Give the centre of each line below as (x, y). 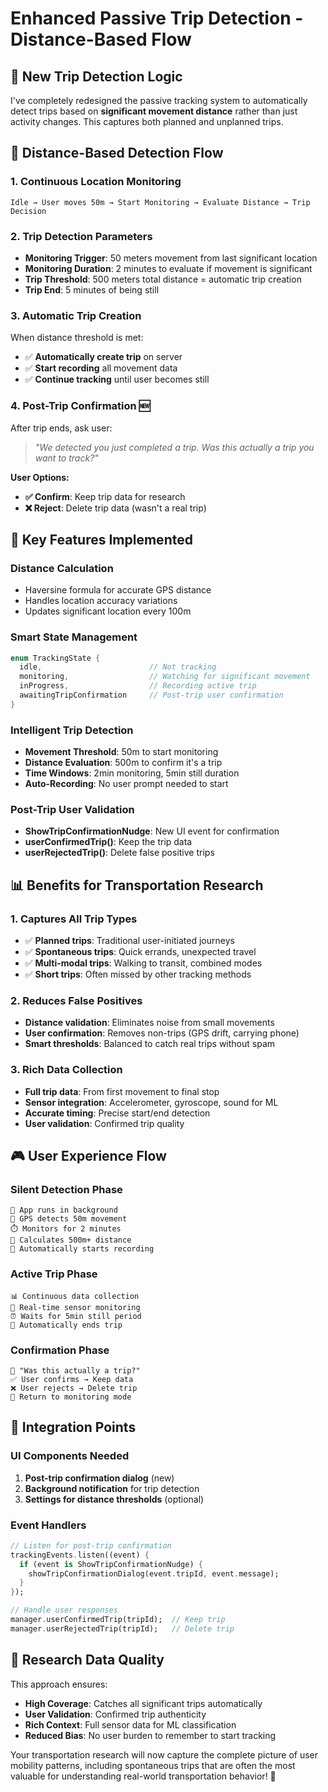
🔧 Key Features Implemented (101, 539)
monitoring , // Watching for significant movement (165, 677)
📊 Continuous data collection (75, 1296)
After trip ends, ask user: (61, 428)
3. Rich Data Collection (66, 1070)
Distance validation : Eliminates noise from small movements (149, 1023)
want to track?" (66, 458)
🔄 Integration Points (73, 1427)
